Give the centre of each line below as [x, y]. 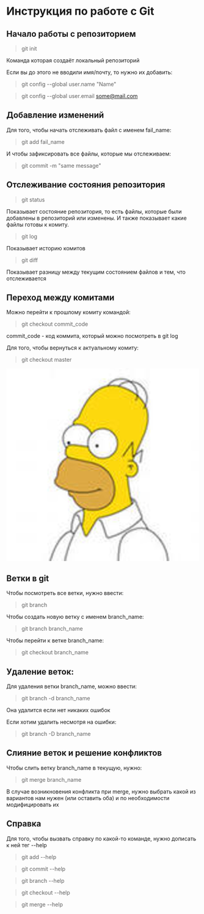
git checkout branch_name [55, 653]
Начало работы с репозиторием [71, 34]
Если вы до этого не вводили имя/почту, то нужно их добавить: [89, 72]
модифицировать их [33, 804]
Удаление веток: [40, 672]
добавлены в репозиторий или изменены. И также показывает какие [97, 218]
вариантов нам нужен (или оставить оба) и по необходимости [88, 798]
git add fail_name [43, 141]
